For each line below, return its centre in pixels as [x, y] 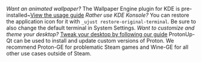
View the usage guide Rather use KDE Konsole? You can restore [109, 15]
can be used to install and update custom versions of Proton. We [94, 41]
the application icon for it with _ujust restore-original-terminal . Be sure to [101, 21]
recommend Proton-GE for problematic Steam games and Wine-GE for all [97, 47]
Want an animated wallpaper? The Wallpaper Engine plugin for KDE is [93, 9]
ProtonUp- [182, 34]
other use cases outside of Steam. [49, 53]
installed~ [18, 15]
